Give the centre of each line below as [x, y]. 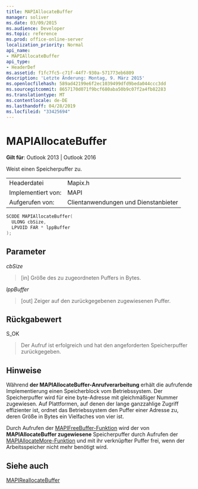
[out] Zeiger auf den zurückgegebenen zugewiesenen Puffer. [96, 301]
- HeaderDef [21, 67]
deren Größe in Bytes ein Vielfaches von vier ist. [65, 417]
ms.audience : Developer [36, 28]
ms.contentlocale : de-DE [37, 100]
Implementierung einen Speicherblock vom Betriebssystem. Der [84, 391]
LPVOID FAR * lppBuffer [41, 228]
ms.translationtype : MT [36, 95]
